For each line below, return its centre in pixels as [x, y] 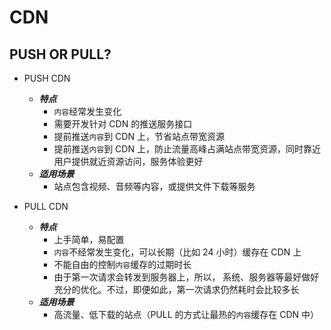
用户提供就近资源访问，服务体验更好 [128, 161]
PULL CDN [46, 206]
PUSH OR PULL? [60, 54]
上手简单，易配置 [89, 239]
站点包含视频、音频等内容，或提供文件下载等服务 [154, 186]
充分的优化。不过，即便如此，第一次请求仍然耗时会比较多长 [176, 289]
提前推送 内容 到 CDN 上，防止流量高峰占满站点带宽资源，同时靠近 [187, 149]
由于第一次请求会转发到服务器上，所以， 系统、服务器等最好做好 [186, 277]
